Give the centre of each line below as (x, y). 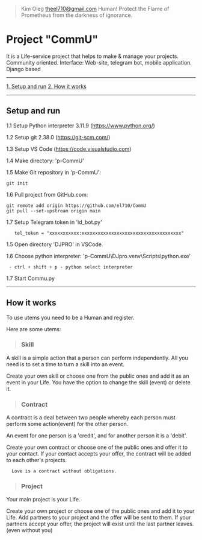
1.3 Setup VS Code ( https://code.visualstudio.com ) (69, 149)
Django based (23, 69)
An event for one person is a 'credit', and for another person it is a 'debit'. (97, 436)
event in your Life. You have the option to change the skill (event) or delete (98, 382)
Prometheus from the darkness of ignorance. (77, 15)
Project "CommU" (52, 40)
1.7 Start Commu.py (31, 278)
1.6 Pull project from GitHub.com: (47, 194)
